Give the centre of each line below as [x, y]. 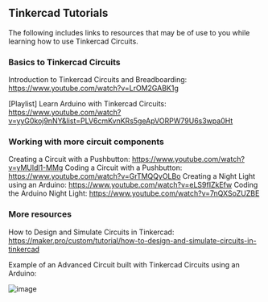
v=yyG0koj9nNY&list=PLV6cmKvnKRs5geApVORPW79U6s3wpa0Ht [121, 121]
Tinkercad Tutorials [58, 13]
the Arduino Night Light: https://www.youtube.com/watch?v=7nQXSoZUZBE [134, 193]
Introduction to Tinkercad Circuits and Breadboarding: [98, 80]
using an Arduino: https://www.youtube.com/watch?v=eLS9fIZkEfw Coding [133, 185]
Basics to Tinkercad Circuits [64, 62]
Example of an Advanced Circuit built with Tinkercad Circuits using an [124, 264]
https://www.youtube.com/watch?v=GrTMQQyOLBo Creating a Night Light [132, 176]
